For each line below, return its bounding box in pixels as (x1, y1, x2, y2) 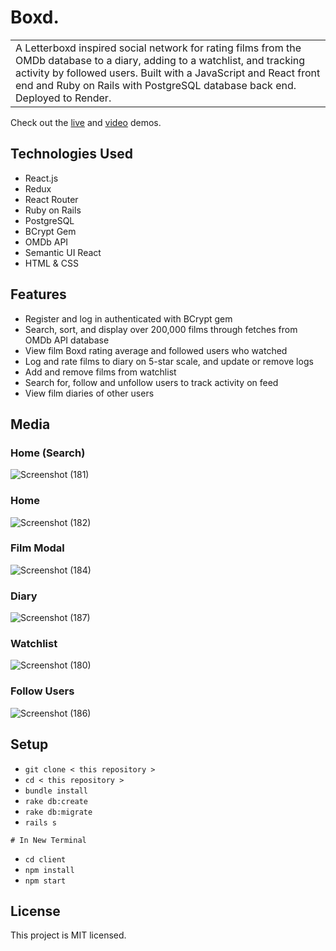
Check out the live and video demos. (10, 116, 162, 128)
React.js (24, 172, 59, 184)
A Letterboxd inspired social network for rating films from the (15, 41, 302, 55)
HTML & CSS (24, 257, 79, 269)
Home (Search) (10, 446, 86, 460)
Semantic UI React (24, 246, 102, 258)
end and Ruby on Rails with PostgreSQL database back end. (15, 78, 297, 92)
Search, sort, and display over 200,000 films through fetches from (24, 323, 298, 335)
